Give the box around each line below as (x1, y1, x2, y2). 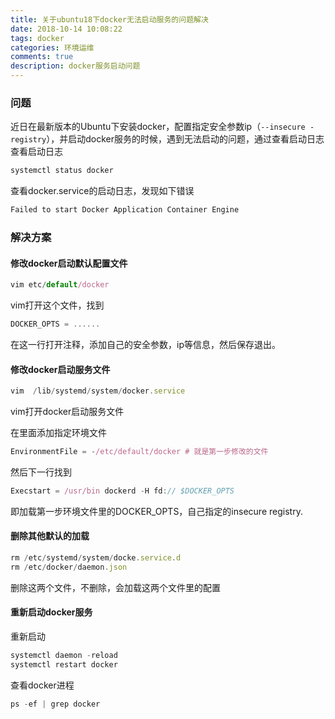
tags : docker (10, 33, 65, 43)
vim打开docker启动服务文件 (10, 406, 125, 417)
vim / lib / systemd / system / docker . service (10, 386, 186, 396)
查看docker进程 (10, 679, 75, 691)
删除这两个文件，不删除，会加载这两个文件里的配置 (10, 581, 221, 593)
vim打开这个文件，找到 (10, 299, 105, 311)
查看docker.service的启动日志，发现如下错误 (10, 185, 195, 197)
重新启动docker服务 (10, 606, 93, 618)
